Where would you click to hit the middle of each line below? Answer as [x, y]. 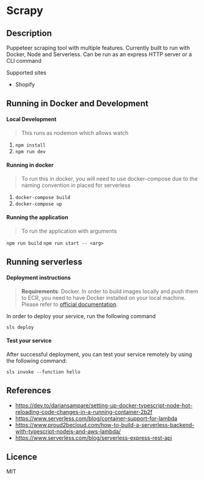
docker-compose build [42, 197]
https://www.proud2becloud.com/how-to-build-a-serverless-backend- [105, 424]
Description [29, 33]
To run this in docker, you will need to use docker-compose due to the [109, 178]
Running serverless [44, 262]
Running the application [37, 217]
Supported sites [27, 73]
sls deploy [20, 327]
